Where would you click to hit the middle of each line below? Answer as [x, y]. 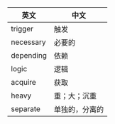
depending [29, 55]
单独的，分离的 [79, 109]
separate [26, 109]
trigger [22, 29]
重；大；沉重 [75, 96]
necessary [28, 42]
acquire [24, 82]
